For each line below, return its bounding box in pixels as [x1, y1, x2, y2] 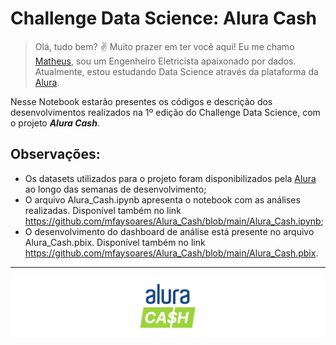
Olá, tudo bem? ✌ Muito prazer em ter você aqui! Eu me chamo [34, 40, 295, 52]
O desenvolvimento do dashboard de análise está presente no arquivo [24, 225, 315, 237]
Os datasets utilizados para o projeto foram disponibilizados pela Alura [24, 172, 317, 184]
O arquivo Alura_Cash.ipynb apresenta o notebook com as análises [24, 193, 301, 206]
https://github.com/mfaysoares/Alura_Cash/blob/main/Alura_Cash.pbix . [24, 247, 319, 259]
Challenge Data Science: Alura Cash [10, 7, 317, 30]
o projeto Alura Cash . [10, 117, 100, 129]
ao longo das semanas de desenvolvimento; [24, 183, 207, 195]
